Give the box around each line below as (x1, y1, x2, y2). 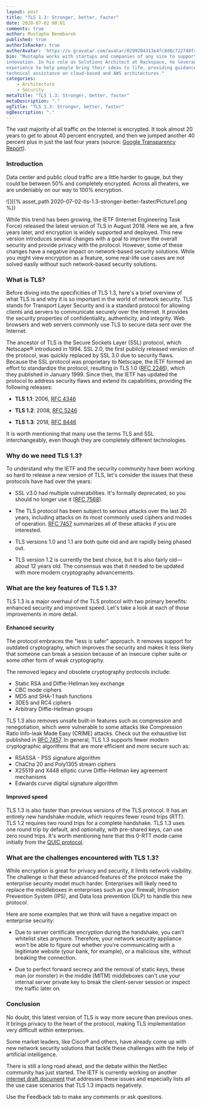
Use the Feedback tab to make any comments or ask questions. (6, 1093, 163, 1100)
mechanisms (14, 773, 47, 780)
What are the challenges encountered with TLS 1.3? (6, 853, 159, 862)
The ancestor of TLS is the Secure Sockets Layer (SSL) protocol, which (6, 338, 182, 346)
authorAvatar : (6, 48, 42, 54)
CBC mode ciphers (14, 686, 62, 693)
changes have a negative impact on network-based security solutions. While (6, 247, 195, 255)
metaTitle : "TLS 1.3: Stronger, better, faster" (6, 92, 130, 98)
